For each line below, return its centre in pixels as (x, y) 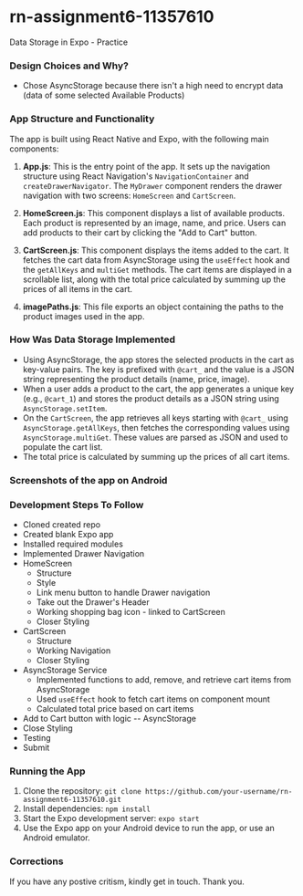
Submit (36, 748)
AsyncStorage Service (65, 670)
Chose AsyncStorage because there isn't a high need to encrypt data (153, 86)
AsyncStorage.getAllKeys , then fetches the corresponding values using (156, 427)
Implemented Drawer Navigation (84, 554)
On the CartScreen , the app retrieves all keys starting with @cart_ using (156, 418)
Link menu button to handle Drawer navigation (123, 593)
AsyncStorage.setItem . (65, 408)
